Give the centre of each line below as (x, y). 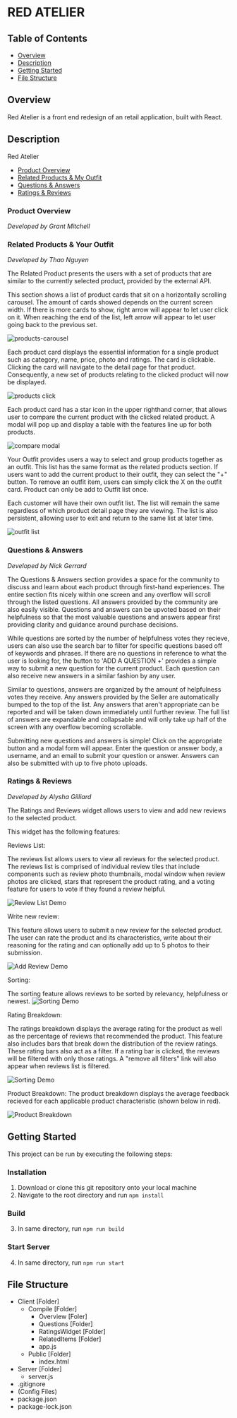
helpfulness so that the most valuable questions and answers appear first (114, 617)
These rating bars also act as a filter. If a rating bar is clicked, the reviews (114, 1051)
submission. (25, 952)
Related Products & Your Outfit (61, 244)
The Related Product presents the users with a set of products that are (110, 273)
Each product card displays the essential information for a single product (113, 352)
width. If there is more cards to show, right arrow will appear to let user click (118, 310)
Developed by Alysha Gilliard (49, 796)
